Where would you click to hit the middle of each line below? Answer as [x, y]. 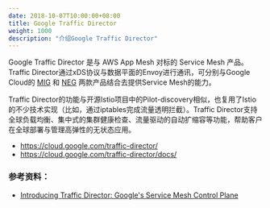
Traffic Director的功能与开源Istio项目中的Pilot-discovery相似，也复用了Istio [132, 100]
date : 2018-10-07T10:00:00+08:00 [64, 16]
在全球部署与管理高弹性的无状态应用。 [72, 130]
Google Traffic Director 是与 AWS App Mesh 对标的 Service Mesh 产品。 [128, 62]
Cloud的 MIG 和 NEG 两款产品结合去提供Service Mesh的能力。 [112, 82]
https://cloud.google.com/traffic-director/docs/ [98, 155]
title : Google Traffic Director [62, 23]
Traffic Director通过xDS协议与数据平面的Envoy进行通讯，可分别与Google [129, 73]
